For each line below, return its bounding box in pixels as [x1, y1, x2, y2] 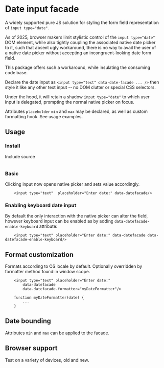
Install [5, 143, 21, 150]
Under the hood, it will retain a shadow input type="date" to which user [5, 94, 150, 100]
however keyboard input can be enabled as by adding [5, 218, 114, 224]
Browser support [5, 344, 58, 352]
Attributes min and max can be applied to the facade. [5, 330, 110, 336]
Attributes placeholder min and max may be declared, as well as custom [5, 108, 148, 114]
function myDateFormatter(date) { [14, 295, 84, 300]
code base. [5, 69, 28, 75]
